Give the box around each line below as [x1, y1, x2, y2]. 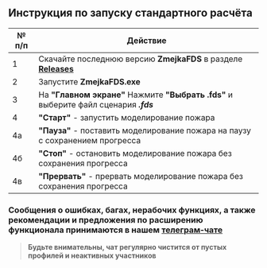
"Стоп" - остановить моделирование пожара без [38, 147, 232, 158]
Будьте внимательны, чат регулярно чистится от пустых [27, 243, 227, 252]
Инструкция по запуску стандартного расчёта [8, 6, 253, 20]
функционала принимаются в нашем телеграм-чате [8, 224, 223, 235]
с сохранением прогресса [38, 134, 141, 146]
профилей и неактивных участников [27, 251, 157, 261]
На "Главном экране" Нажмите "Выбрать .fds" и [38, 89, 233, 100]
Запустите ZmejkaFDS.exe [38, 76, 141, 87]
